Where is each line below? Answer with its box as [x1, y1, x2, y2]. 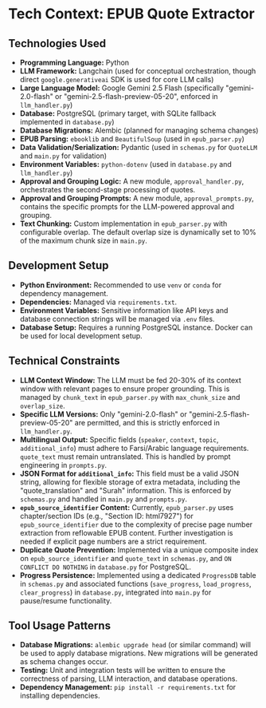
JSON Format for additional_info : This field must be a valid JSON [19, 469, 240, 478]
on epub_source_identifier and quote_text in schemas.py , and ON [19, 553, 233, 563]
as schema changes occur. [19, 657, 109, 666]
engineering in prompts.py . [19, 460, 108, 469]
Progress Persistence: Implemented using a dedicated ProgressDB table [19, 570, 256, 579]
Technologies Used [8, 37, 106, 50]
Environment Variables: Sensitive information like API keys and [19, 305, 229, 315]
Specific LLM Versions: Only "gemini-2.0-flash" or [19, 409, 187, 419]
